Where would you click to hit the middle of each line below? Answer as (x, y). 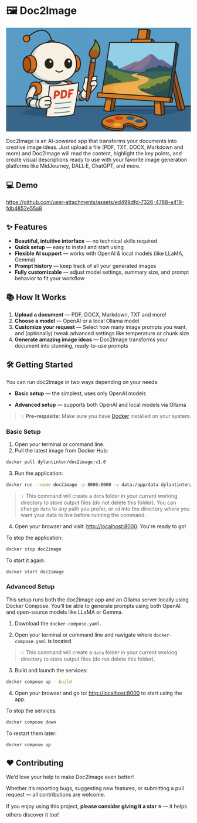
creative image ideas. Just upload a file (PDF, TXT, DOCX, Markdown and (95, 147)
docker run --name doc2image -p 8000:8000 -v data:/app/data (82, 484)
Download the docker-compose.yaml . (58, 623)
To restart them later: (31, 733)
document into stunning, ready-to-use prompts (72, 345)
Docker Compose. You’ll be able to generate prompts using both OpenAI (93, 606)
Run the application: (39, 473)
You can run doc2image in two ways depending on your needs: (83, 382)
